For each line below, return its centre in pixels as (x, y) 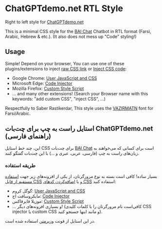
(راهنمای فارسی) (28, 136)
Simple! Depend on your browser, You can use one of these (65, 63)
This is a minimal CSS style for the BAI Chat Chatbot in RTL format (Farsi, (78, 31)
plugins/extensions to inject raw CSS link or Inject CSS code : (66, 69)
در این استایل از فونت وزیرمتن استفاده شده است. (50, 221)
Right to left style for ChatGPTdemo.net (45, 22)
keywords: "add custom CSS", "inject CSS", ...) (59, 99)
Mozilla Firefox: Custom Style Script (48, 88)
